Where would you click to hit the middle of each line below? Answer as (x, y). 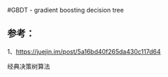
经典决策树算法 (29, 66)
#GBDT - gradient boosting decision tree (66, 10)
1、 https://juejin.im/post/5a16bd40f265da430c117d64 (84, 51)
